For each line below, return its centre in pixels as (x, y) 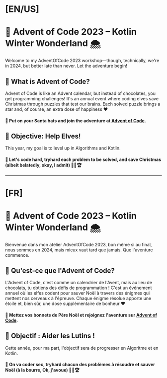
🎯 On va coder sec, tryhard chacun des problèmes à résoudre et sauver (80, 365)
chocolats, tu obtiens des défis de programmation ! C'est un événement (79, 288)
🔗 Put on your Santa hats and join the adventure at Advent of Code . (76, 121)
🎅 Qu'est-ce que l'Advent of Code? (60, 271)
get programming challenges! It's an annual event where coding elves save (82, 98)
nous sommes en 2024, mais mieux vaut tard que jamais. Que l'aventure (79, 250)
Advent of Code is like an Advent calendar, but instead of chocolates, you (80, 93)
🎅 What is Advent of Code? (48, 81)
